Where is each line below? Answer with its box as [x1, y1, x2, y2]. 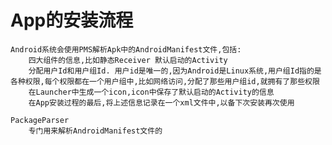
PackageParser [10, 115, 70, 125]
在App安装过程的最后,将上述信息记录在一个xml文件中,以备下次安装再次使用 [28, 97, 295, 108]
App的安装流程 [10, 9, 134, 32]
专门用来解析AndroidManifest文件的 [28, 126, 163, 136]
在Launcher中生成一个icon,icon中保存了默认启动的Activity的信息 [28, 87, 275, 97]
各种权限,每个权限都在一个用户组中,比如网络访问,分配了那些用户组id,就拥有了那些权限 [10, 76, 320, 86]
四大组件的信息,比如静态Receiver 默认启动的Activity [28, 55, 228, 65]
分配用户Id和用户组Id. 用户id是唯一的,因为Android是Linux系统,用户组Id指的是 [28, 66, 322, 76]
